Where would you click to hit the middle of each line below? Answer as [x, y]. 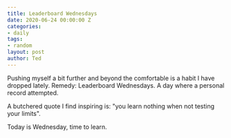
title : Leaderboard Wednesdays [52, 13]
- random [20, 46]
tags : [15, 39]
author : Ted [24, 59]
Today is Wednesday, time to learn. [57, 127]
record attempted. [33, 92]
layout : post [26, 52]
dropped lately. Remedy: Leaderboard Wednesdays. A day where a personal [116, 85]
